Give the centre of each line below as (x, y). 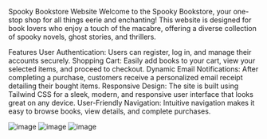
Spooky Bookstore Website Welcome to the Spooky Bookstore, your (120, 12)
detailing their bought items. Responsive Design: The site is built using (124, 86)
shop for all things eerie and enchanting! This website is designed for (138, 20)
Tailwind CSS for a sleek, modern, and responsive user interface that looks (131, 94)
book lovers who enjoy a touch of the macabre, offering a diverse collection (132, 28)
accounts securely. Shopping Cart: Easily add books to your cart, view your (132, 60)
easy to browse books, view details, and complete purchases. (110, 111)
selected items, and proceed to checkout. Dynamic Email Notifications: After (133, 69)
